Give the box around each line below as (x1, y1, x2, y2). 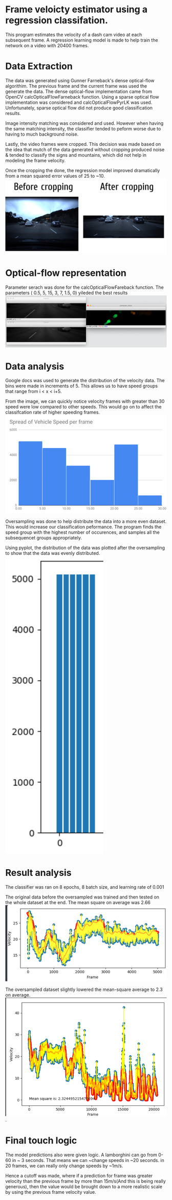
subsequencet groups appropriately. (5, 535, 82, 541)
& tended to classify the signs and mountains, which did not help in (5, 152, 147, 158)
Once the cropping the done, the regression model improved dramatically (5, 167, 160, 173)
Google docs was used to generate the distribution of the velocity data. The (5, 378, 165, 384)
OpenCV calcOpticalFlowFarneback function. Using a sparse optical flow (5, 93, 159, 100)
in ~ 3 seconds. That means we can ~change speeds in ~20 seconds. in (12, 1157, 165, 1163)
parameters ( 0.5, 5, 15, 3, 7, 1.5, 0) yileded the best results (5, 290, 128, 296)
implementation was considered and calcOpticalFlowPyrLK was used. (5, 99, 153, 105)
